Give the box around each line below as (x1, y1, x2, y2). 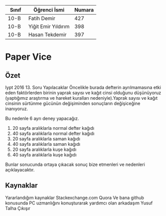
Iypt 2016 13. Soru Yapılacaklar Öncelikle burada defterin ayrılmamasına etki (5, 85, 161, 90)
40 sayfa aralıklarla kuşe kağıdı (12, 152, 76, 157)
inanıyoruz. (5, 106, 28, 112)
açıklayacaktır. (5, 167, 35, 172)
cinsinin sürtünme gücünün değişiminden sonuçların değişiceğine (5, 100, 140, 106)
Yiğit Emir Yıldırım (28, 23, 70, 30)
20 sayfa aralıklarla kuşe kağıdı (12, 146, 76, 152)
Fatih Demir (28, 15, 55, 22)
